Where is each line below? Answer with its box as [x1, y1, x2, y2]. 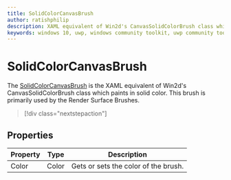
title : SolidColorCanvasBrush [7, 10, 94, 17]
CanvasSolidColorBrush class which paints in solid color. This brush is [7, 89, 206, 97]
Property [10, 150, 41, 159]
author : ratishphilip [7, 16, 69, 23]
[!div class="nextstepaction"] [23, 109, 107, 117]
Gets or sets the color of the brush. [71, 161, 184, 170]
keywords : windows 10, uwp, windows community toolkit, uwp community [7, 29, 214, 36]
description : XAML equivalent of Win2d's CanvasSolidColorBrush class [7, 23, 214, 30]
